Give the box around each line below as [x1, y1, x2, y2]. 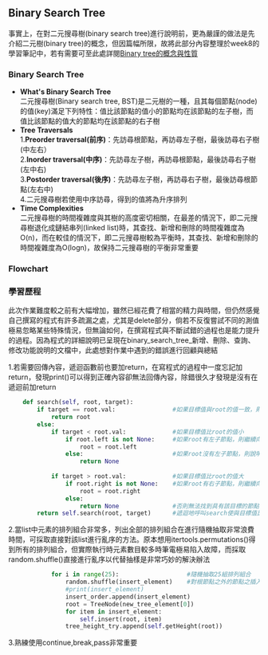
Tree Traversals [19, 125, 73, 135]
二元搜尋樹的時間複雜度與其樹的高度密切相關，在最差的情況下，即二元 [19, 213, 251, 222]
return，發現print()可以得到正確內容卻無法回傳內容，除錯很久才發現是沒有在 [8, 372, 258, 382]
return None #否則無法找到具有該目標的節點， [79, 502, 266, 510]
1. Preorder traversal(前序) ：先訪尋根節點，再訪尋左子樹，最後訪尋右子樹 [19, 135, 260, 144]
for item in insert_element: [65, 607, 162, 616]
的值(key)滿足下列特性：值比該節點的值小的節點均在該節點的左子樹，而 [19, 107, 254, 116]
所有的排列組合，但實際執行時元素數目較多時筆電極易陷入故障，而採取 [14, 545, 246, 555]
